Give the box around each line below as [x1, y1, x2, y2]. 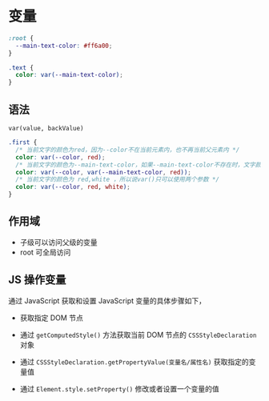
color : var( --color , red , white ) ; [15, 183, 130, 191]
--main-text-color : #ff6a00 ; [15, 42, 113, 50]
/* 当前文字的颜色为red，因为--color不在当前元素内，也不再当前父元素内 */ [15, 146, 240, 154]
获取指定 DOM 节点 [19, 313, 84, 323]
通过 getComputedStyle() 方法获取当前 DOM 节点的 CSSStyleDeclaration [19, 330, 257, 339]
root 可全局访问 [19, 247, 71, 257]
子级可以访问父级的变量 [19, 237, 98, 247]
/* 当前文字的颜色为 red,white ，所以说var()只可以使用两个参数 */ [15, 175, 220, 184]
